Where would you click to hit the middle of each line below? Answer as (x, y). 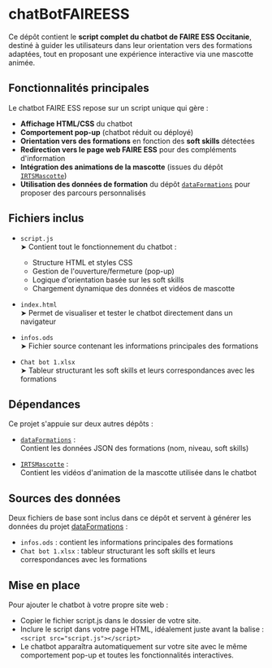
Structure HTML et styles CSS (82, 262)
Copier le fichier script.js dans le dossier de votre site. (110, 620)
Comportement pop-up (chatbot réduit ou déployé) (107, 132)
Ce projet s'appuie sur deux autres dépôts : (81, 424)
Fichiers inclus (46, 218)
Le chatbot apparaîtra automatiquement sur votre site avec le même (134, 646)
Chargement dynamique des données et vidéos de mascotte (134, 288)
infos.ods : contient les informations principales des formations (127, 543)
